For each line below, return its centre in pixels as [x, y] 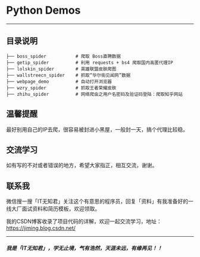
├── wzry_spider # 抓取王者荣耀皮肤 [61, 88]
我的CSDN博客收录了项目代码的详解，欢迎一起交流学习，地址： [84, 221]
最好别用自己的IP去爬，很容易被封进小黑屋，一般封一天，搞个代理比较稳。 [97, 129]
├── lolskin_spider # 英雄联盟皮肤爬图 [61, 69]
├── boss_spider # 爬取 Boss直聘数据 [63, 56]
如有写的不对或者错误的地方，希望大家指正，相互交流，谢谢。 [82, 165]
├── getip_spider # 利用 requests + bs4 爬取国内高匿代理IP [90, 62]
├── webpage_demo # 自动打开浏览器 [59, 82]
